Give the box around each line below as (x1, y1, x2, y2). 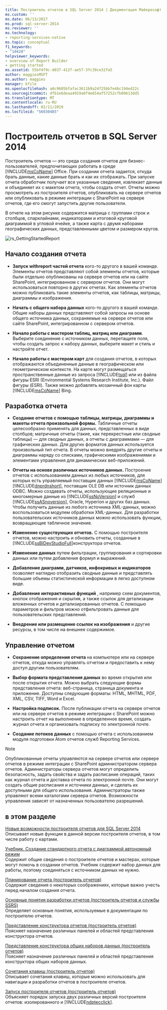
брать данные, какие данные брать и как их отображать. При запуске (5, 173, 155, 179)
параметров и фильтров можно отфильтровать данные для (12, 606, 139, 612)
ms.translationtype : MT (5, 95, 55, 100)
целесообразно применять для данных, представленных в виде (12, 426, 150, 432)
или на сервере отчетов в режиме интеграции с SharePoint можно (12, 711, 155, 717)
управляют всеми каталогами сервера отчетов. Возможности (5, 793, 139, 799)
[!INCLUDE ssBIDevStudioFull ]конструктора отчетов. (12, 540, 122, 546)
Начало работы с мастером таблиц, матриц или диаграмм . (12, 330, 144, 336)
